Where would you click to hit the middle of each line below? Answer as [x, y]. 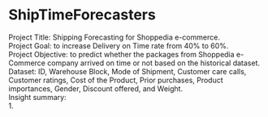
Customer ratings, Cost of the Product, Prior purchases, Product [116, 80]
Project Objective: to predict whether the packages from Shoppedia [121, 54]
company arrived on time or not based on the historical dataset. [154, 63]
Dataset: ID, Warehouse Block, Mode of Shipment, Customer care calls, [128, 71]
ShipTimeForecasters [82, 15]
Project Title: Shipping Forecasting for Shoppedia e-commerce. [115, 37]
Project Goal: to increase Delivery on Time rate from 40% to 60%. [119, 45]
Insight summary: [37, 97]
